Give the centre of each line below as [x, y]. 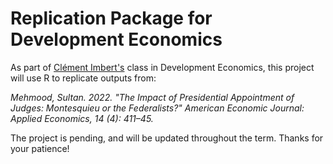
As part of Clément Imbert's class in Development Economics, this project [162, 67]
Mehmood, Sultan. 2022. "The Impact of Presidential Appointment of [152, 97]
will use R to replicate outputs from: [83, 78]
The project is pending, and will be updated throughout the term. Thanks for [167, 138]
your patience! [40, 148]
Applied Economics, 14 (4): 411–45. [82, 118]
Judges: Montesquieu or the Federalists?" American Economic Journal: [157, 108]
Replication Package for [111, 18]
